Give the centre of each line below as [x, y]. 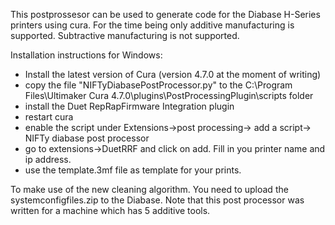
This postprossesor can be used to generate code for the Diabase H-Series [165, 14]
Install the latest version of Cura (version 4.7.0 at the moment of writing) [173, 74]
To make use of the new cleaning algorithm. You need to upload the [149, 189]
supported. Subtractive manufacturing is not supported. [125, 35]
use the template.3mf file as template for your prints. [133, 170]
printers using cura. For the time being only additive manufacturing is [152, 25]
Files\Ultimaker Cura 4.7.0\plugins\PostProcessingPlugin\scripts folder [169, 95]
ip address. [48, 159]
